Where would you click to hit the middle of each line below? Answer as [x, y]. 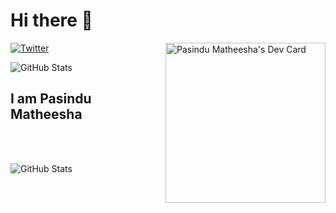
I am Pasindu [51, 99]
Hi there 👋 [51, 20]
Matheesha [46, 114]
